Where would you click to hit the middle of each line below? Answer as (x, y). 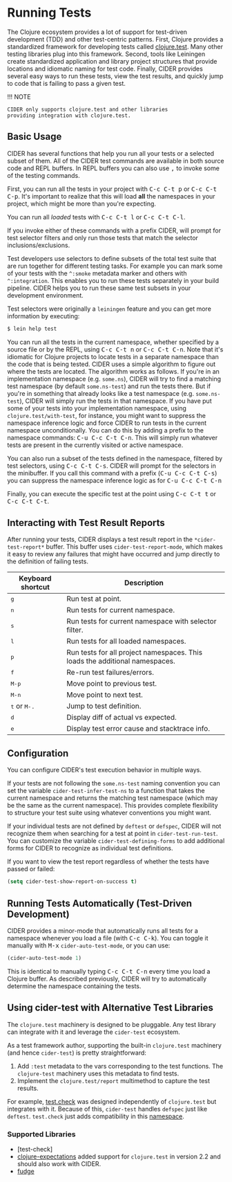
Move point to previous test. (112, 684)
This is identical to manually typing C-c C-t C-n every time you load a (109, 971)
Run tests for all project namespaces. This (134, 653)
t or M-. (23, 706)
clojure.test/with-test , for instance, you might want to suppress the (106, 415)
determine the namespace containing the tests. (74, 986)
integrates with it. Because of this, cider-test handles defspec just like (107, 1109)
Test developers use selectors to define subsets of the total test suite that (112, 258)
